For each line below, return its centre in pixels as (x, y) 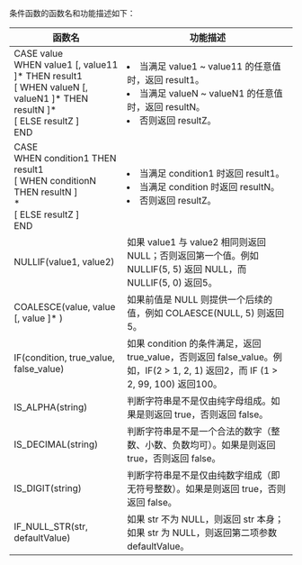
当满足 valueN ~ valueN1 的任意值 (211, 93)
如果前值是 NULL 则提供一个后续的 (200, 300)
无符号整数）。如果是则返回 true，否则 (206, 489)
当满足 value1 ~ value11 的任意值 (210, 66)
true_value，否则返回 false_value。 (200, 357)
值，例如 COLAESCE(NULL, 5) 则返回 (206, 313)
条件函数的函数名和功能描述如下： (72, 13)
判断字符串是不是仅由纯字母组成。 (199, 401)
